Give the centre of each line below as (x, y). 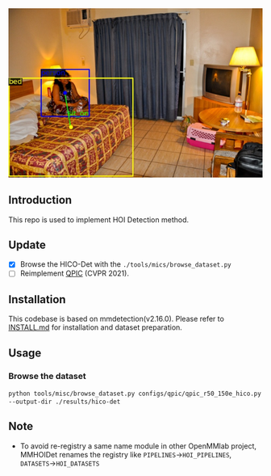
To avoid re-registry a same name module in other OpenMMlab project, (138, 446)
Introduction (40, 200)
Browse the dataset (47, 376)
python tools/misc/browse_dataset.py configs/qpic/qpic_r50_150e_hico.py (135, 394)
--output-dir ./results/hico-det (65, 402)
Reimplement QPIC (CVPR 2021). (74, 273)
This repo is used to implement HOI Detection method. (99, 219)
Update (27, 244)
